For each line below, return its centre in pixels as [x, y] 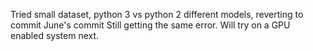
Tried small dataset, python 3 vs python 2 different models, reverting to [157, 14]
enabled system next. [55, 35]
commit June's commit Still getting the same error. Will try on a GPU [150, 25]
